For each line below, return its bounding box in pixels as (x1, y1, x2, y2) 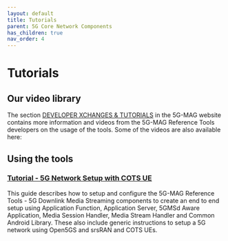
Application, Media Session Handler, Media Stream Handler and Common (7, 211, 215, 219)
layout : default (7, 10, 54, 17)
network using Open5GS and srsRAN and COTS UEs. (7, 225, 158, 234)
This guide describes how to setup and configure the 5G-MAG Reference (7, 189, 215, 197)
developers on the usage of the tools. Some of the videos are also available (7, 125, 221, 134)
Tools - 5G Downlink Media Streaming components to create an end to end (7, 196, 220, 205)
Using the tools (7, 153, 74, 165)
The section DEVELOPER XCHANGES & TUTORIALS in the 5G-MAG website (7, 111, 222, 119)
